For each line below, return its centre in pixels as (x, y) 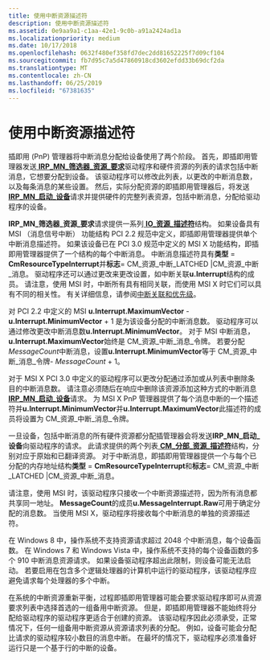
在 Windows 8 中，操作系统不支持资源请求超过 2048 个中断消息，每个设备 (131, 540)
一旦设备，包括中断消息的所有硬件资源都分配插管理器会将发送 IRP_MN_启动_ (134, 436)
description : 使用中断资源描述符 (59, 23)
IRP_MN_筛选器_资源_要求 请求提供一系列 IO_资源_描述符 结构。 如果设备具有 (134, 224)
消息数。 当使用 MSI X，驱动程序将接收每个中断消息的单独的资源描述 (136, 513)
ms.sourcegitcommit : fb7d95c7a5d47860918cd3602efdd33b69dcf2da (117, 61)
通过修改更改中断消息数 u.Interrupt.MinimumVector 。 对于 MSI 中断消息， (131, 331)
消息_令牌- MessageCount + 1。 (72, 362)
